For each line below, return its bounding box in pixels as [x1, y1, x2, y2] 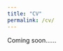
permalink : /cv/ [7, 17, 55, 24]
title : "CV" [7, 10, 42, 17]
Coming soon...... [7, 36, 57, 44]
